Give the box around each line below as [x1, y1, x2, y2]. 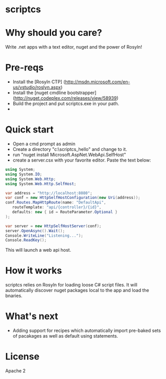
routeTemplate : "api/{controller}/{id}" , [12, 205, 102, 210]
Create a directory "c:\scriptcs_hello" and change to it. [12, 146, 128, 152]
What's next [5, 310, 59, 322]
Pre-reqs [5, 62, 44, 74]
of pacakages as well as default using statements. [12, 333, 118, 339]
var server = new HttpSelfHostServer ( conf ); [5, 224, 102, 229]
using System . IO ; [5, 171, 42, 177]
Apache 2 [5, 368, 26, 374]
